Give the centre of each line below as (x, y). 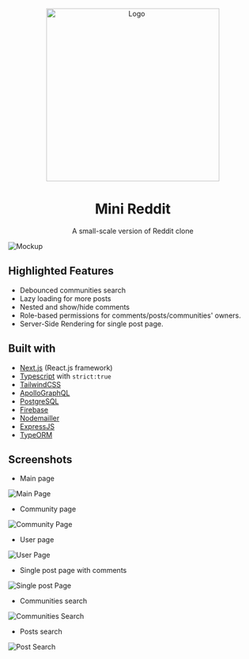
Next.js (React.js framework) (66, 367)
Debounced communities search (73, 290)
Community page (48, 509)
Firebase (34, 409)
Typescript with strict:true (66, 376)
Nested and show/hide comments (75, 307)
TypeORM (36, 435)
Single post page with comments (73, 571)
